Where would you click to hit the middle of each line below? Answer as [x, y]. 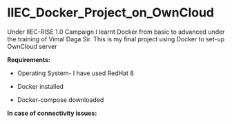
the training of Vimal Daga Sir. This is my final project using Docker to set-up [116, 39]
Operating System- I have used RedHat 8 [76, 73]
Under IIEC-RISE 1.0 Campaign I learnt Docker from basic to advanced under [116, 32]
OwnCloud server [32, 46]
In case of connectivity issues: [52, 113]
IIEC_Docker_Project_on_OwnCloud [110, 13]
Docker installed [40, 86]
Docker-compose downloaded [60, 100]
